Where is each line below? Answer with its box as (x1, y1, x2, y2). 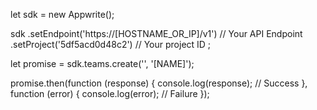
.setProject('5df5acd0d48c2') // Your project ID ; (10, 39, 212, 50)
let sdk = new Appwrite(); (10, 9, 115, 20)
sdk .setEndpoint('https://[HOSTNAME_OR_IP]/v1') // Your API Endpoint (10, 28, 303, 39)
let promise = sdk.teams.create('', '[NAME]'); (10, 58, 195, 69)
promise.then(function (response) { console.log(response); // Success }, (10, 77, 308, 89)
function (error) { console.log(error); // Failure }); (10, 88, 210, 99)
